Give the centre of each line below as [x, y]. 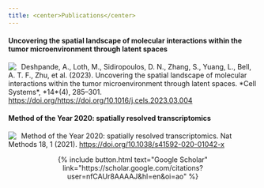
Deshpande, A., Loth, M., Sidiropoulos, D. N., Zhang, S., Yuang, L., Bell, [136, 66]
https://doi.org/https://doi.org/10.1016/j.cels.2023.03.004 [100, 100]
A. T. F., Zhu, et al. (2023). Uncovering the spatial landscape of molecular [128, 75]
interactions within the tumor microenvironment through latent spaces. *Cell [132, 83]
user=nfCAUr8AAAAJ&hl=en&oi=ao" [127, 177]
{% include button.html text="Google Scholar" [133, 160]
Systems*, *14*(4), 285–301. [55, 92]
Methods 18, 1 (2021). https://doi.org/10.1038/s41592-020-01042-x [117, 145]
